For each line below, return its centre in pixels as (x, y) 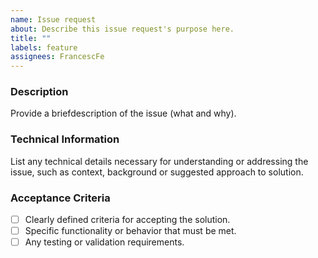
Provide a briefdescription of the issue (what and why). (123, 113)
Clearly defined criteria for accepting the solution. (127, 220)
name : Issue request (53, 19)
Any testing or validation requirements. (104, 242)
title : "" (31, 38)
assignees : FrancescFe (57, 57)
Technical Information (65, 139)
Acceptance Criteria (60, 198)
